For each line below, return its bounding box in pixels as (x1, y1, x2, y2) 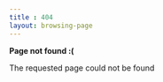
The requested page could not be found (9, 63, 155, 73)
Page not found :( (9, 45, 74, 56)
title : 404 (9, 12, 53, 22)
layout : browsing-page (9, 21, 93, 30)
